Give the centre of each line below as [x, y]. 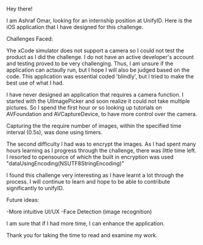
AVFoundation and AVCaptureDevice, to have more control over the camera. [102, 114]
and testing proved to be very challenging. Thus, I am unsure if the [90, 64]
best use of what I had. [35, 83]
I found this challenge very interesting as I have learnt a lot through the [95, 175]
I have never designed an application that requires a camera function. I [95, 95]
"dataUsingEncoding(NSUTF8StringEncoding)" [65, 163]
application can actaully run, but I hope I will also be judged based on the [98, 70]
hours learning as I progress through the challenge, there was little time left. [101, 150]
